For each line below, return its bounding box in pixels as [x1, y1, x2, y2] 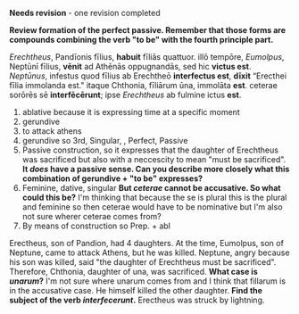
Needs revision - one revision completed [9, 8, 161, 18]
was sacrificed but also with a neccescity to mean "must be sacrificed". [21, 154, 287, 164]
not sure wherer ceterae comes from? [21, 211, 162, 221]
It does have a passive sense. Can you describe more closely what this [21, 164, 290, 174]
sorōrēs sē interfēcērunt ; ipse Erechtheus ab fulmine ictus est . [9, 89, 242, 100]
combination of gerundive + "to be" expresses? [21, 173, 203, 184]
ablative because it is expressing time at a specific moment [21, 107, 240, 117]
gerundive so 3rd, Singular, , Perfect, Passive [21, 136, 188, 145]
